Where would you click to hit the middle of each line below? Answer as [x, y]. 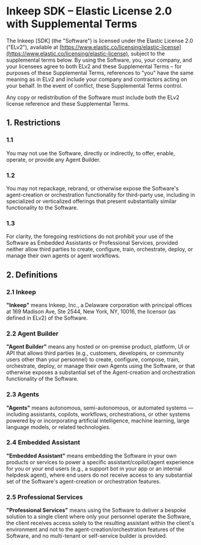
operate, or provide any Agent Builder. [54, 160]
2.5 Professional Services [45, 497]
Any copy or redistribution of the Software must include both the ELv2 [93, 97]
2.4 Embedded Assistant [43, 442]
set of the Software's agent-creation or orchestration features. [84, 481]
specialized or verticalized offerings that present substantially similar [91, 201]
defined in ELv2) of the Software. [47, 318]
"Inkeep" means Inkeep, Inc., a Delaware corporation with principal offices [99, 305]
